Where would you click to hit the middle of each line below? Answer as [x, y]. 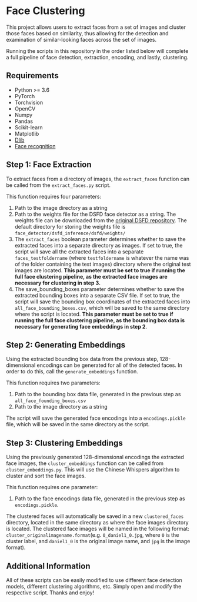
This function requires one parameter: [52, 487]
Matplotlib [27, 133]
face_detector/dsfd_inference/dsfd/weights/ [70, 233]
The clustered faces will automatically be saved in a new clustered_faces [95, 516]
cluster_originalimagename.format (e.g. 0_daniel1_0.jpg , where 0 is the [93, 535]
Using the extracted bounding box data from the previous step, [82, 359]
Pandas [24, 121]
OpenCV [25, 108]
